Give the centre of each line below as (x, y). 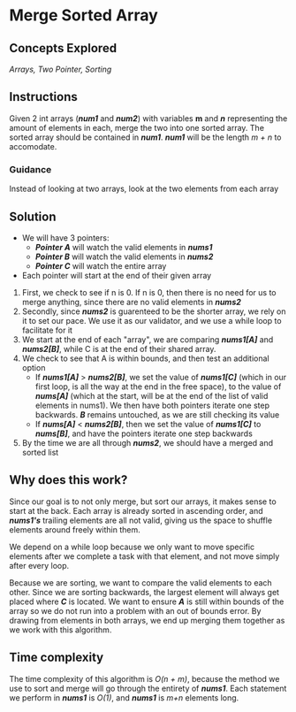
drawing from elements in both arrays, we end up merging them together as (147, 620)
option (34, 367)
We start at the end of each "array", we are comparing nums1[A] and (148, 339)
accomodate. (33, 146)
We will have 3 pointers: (65, 237)
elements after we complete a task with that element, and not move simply (144, 556)
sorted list (40, 452)
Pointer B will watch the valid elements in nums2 (124, 256)
